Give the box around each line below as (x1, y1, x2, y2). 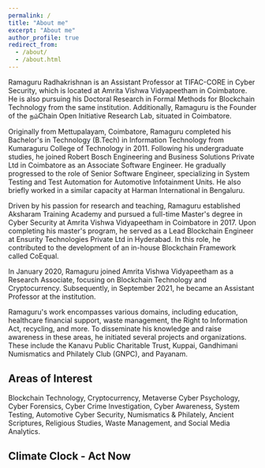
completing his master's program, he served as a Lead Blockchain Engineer (8, 226, 254, 236)
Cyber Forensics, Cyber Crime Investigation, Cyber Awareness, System (8, 401, 240, 411)
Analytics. (8, 426, 41, 436)
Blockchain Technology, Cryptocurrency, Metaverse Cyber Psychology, (8, 393, 241, 402)
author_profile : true (8, 33, 80, 42)
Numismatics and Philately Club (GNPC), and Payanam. (8, 349, 188, 358)
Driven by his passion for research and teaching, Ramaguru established (8, 201, 241, 210)
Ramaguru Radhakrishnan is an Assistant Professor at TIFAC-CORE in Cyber (8, 77, 256, 87)
